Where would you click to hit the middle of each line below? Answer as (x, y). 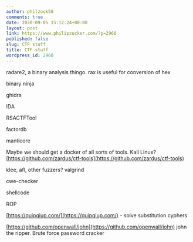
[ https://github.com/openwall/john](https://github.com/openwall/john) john (97, 227)
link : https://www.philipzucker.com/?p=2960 (61, 34)
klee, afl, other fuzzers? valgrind (45, 170)
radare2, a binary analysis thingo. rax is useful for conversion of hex (88, 72)
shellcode (18, 193)
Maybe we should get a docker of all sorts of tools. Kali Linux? (81, 152)
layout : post (22, 28)
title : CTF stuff (27, 50)
